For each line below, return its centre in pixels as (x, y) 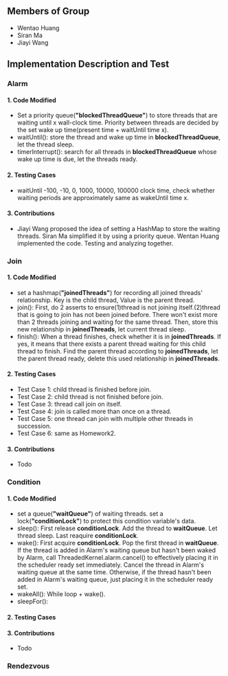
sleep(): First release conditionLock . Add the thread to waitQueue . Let (117, 528)
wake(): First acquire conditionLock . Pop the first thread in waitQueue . (118, 543)
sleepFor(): (33, 602)
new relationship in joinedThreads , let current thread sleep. (102, 329)
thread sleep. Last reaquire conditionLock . (78, 536)
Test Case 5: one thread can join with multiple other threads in (105, 419)
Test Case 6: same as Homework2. (67, 433)
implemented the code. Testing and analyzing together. (95, 243)
